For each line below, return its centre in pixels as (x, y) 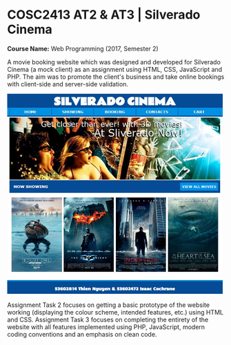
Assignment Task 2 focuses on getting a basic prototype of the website (109, 305)
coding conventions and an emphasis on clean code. (82, 334)
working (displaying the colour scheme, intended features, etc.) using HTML (115, 312)
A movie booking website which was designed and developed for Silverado (114, 62)
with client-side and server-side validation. (68, 84)
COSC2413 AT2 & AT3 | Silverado (104, 15)
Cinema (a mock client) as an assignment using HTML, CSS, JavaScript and (115, 69)
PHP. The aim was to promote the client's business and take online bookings (116, 77)
